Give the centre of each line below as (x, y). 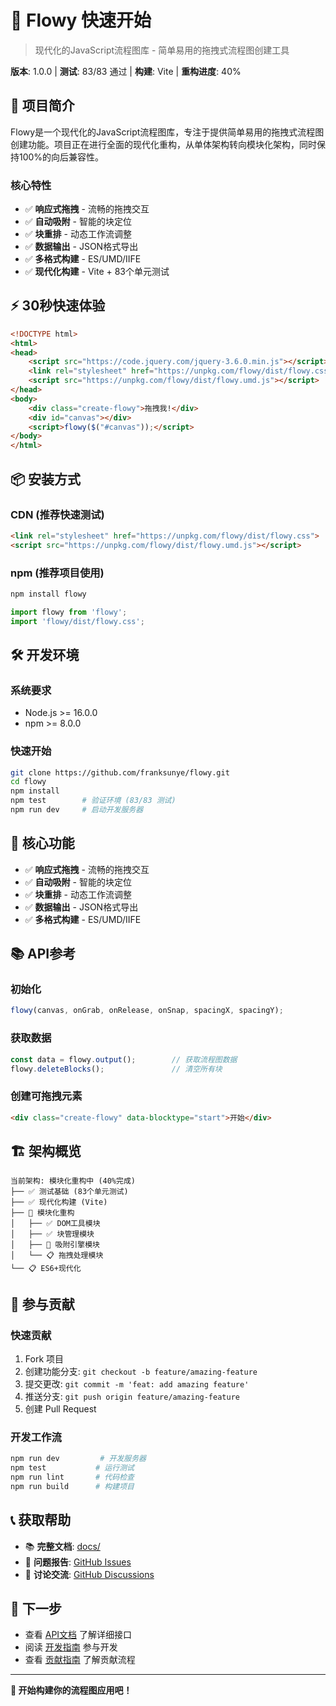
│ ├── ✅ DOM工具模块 (55, 1224)
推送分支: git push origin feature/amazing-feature (132, 1397)
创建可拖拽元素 (46, 1096)
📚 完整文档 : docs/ (62, 1546)
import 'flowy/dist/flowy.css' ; (77, 621)
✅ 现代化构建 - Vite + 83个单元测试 (97, 272)
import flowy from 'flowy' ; (69, 612)
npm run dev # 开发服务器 (78, 1459)
